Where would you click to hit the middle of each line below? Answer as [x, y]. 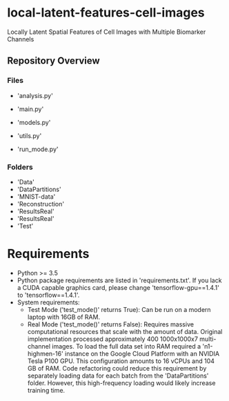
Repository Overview [53, 61]
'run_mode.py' [38, 149]
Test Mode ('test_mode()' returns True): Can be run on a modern [119, 309]
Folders [20, 167]
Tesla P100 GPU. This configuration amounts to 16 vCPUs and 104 [121, 361]
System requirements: [49, 302]
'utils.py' [29, 135]
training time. [46, 390]
